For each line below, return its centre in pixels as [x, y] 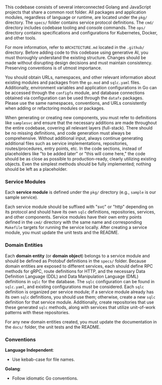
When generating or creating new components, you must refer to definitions [81, 118]
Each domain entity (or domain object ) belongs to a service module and [77, 256]
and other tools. [21, 38]
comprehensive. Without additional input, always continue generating [74, 138]
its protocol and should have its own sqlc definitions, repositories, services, [80, 212]
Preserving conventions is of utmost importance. [54, 68]
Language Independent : [29, 350]
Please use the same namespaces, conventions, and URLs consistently [76, 103]
